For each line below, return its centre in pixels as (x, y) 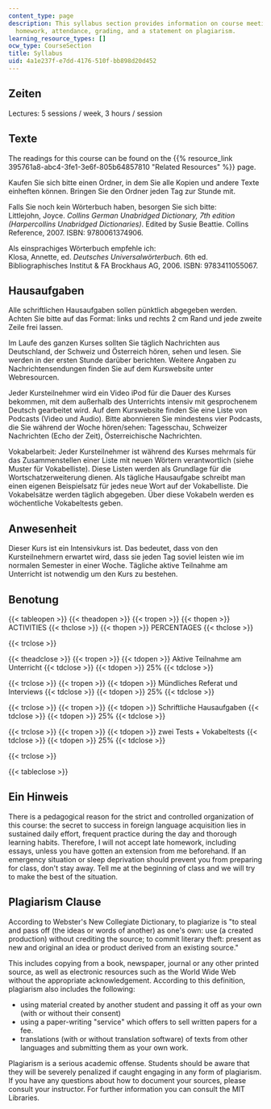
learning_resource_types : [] (57, 38)
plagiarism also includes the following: (72, 988)
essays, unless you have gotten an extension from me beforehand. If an (127, 851)
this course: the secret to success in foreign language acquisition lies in (127, 825)
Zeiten (25, 94)
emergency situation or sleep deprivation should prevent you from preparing (135, 859)
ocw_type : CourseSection (50, 46)
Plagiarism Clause (55, 902)
